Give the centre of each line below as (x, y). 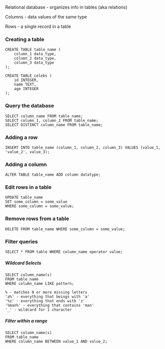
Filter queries (22, 241)
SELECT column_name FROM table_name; (44, 116)
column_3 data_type (34, 63)
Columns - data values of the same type (46, 17)
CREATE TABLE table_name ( (33, 50)
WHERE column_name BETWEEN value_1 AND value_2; (56, 342)
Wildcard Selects (23, 263)
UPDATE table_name (24, 198)
